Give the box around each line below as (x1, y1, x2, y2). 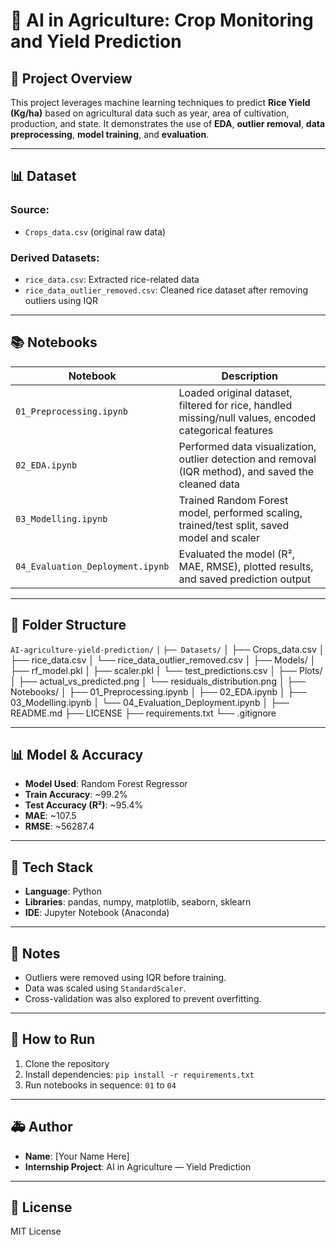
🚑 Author (10, 1119, 73, 1136)
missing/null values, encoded (178, 410, 317, 424)
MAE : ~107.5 (24, 810, 77, 822)
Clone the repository (24, 1057, 110, 1069)
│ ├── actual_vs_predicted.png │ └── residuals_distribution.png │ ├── (10, 675, 307, 687)
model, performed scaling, (178, 505, 303, 519)
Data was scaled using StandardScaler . (24, 982, 187, 994)
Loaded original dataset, (178, 385, 293, 399)
